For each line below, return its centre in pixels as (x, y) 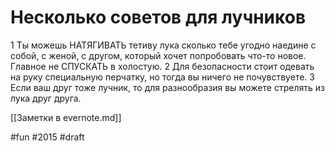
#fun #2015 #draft (47, 137)
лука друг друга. (46, 98)
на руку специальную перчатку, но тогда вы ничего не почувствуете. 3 (162, 77)
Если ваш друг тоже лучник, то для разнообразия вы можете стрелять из (167, 87)
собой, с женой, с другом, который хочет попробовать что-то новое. (158, 55)
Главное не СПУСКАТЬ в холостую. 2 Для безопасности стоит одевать (162, 66)
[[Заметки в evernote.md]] (66, 117)
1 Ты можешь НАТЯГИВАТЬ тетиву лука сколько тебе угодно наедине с (163, 45)
